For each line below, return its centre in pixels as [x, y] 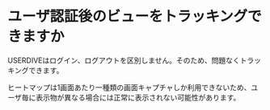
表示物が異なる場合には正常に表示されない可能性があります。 [138, 97]
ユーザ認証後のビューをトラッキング [128, 16]
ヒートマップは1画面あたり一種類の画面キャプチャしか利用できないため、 [129, 87]
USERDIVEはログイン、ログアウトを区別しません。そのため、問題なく [124, 60]
